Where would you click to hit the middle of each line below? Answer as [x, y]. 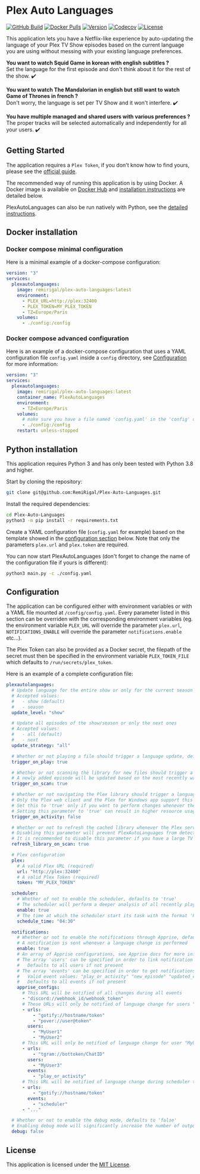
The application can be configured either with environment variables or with [99, 606]
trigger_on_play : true [40, 762]
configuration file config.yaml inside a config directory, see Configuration [96, 358]
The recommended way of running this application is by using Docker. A [95, 183]
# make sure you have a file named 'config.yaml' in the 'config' [106, 419]
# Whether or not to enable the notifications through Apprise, [98, 938]
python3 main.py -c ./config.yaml [49, 573]
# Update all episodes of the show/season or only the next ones [94, 723]
